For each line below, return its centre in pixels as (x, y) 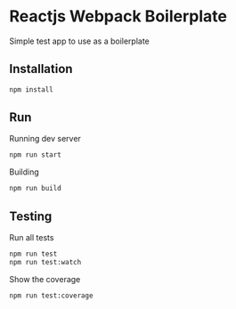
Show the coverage (45, 279)
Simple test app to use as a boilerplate (79, 41)
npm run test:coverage (51, 296)
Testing (31, 216)
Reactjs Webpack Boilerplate (118, 16)
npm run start (36, 155)
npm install (31, 89)
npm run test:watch (45, 262)
